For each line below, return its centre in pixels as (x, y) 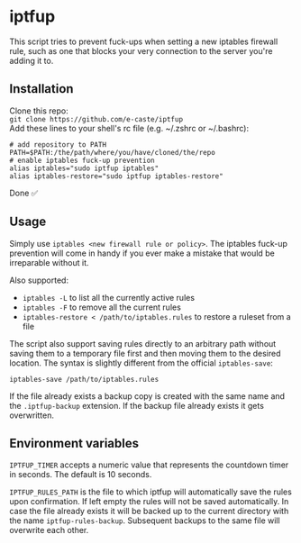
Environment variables (74, 443)
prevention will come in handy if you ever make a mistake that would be (142, 253)
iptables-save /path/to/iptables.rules (84, 379)
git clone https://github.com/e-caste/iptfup (96, 119)
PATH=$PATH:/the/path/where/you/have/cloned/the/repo (113, 152)
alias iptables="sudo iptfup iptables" (84, 168)
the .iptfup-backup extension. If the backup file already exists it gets (137, 405)
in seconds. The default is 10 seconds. (81, 475)
